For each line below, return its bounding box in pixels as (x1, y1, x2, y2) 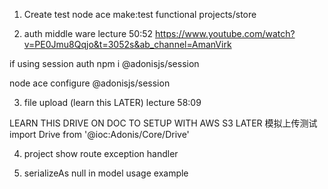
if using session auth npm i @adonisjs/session (9, 58, 200, 69)
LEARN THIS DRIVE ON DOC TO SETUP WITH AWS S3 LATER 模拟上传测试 (9, 117, 318, 129)
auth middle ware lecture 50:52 (23, 28, 154, 39)
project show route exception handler (23, 148, 179, 159)
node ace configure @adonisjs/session (9, 77, 171, 89)
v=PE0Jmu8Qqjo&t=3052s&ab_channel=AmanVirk (23, 39, 232, 50)
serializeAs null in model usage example (23, 167, 189, 179)
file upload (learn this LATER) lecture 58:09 (23, 97, 202, 108)
